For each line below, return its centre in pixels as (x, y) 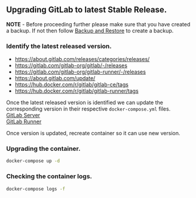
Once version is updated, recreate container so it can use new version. (93, 133)
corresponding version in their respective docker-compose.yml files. (88, 109)
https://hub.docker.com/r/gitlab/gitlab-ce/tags (71, 85)
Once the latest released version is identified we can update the (85, 103)
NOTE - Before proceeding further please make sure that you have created (98, 24)
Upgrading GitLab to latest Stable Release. (87, 10)
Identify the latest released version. (59, 46)
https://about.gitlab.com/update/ (55, 78)
